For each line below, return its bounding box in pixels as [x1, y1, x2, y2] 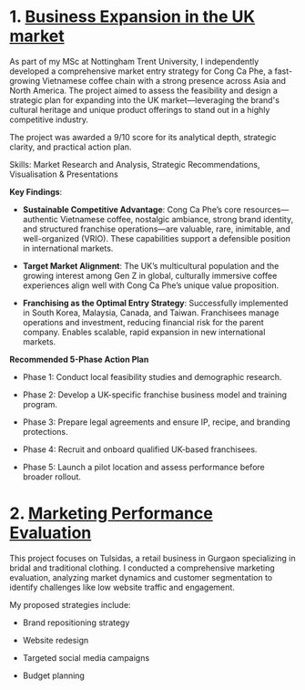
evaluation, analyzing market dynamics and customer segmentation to [9, 572, 273, 582]
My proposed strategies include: [9, 599, 131, 610]
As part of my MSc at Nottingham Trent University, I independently [9, 56, 259, 67]
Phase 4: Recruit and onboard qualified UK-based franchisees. [22, 444, 258, 455]
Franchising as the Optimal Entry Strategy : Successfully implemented [22, 297, 289, 308]
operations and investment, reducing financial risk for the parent [22, 316, 264, 327]
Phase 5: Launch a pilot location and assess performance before [22, 461, 266, 472]
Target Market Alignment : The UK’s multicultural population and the [22, 260, 280, 271]
